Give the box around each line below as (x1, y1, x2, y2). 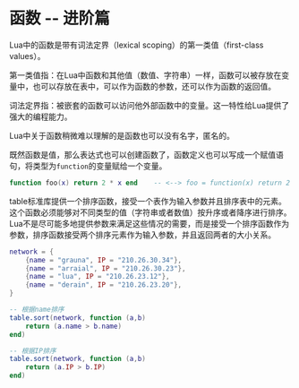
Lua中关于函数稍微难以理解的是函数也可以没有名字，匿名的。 (9, 130, 235, 141)
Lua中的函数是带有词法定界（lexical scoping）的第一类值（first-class (9, 39, 264, 50)
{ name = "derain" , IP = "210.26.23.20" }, (25, 280, 182, 289)
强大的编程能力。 (9, 111, 73, 122)
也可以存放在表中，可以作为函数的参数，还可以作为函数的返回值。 (32, 81, 276, 91)
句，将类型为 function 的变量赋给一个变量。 (9, 160, 167, 171)
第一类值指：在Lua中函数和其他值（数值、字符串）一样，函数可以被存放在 (9, 69, 282, 81)
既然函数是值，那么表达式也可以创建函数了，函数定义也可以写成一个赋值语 (9, 149, 284, 160)
